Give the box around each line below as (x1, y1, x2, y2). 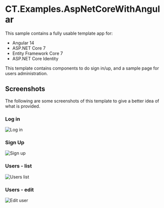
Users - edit (5, 186, 34, 193)
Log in (5, 115, 21, 122)
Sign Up (5, 139, 25, 146)
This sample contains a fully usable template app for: (5, 30, 113, 36)
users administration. (5, 70, 48, 76)
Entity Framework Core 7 (12, 50, 63, 56)
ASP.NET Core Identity (12, 55, 59, 61)
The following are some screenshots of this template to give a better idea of (5, 98, 160, 104)
